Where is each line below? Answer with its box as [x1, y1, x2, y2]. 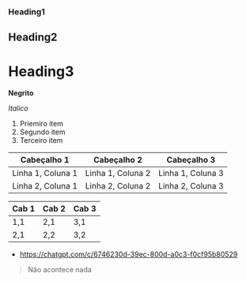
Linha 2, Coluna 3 [157, 181, 224, 192]
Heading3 [8, 62, 74, 81]
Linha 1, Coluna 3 [157, 168, 224, 179]
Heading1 [8, 6, 45, 17]
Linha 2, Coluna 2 [85, 181, 151, 192]
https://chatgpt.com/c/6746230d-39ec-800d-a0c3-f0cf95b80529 [19, 249, 238, 259]
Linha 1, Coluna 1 [12, 168, 78, 179]
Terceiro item [19, 136, 63, 145]
